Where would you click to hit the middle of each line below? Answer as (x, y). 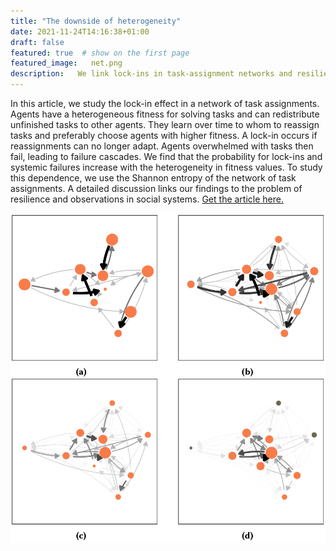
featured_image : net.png (66, 63)
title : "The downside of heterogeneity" (96, 21)
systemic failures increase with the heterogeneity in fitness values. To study (166, 167)
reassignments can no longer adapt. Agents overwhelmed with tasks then (162, 146)
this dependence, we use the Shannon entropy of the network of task (153, 178)
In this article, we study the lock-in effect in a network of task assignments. (165, 103)
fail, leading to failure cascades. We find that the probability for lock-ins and (166, 156)
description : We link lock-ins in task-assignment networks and (151, 74)
